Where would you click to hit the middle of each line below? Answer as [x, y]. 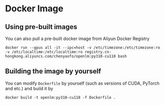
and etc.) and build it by [29, 88]
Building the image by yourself [53, 71]
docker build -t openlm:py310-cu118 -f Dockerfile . [61, 97]
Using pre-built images [41, 27]
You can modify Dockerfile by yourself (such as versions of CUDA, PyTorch [82, 83]
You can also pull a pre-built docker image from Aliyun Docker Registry [77, 38]
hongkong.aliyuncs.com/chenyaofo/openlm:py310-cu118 [61, 56]
